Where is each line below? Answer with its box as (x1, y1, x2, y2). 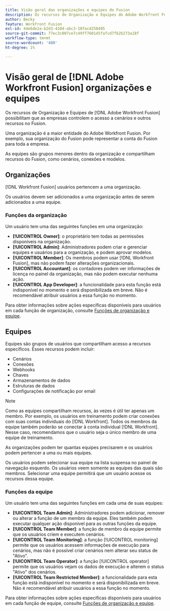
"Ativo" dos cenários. (12, 569, 57, 575)
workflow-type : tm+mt (5, 36, 51, 41)
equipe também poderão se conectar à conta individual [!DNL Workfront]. (5, 424, 159, 430)
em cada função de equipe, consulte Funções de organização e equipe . (5, 600, 155, 606)
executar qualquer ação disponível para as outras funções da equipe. (12, 520, 158, 527)
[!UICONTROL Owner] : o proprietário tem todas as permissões (12, 233, 144, 239)
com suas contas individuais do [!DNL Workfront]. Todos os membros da (5, 418, 157, 425)
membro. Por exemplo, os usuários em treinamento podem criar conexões (5, 413, 160, 419)
